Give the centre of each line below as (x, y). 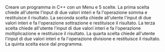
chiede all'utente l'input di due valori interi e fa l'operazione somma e (76, 12)
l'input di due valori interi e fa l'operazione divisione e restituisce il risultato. (83, 39)
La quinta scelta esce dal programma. (44, 44)
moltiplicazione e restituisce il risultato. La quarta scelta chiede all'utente (80, 33)
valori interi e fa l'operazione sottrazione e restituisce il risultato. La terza (80, 23)
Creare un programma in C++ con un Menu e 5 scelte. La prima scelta (77, 7)
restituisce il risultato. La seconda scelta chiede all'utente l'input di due (78, 18)
